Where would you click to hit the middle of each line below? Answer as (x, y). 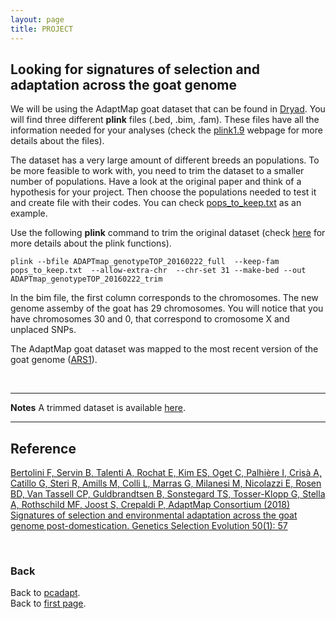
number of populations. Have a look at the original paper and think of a (156, 182)
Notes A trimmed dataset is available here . (98, 408)
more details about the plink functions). (91, 243)
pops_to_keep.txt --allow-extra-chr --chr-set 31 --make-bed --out (158, 271)
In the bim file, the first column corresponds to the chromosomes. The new (164, 298)
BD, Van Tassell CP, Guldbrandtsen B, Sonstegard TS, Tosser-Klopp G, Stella (168, 494)
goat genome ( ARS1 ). (54, 360)
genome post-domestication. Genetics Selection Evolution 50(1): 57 (149, 526)
